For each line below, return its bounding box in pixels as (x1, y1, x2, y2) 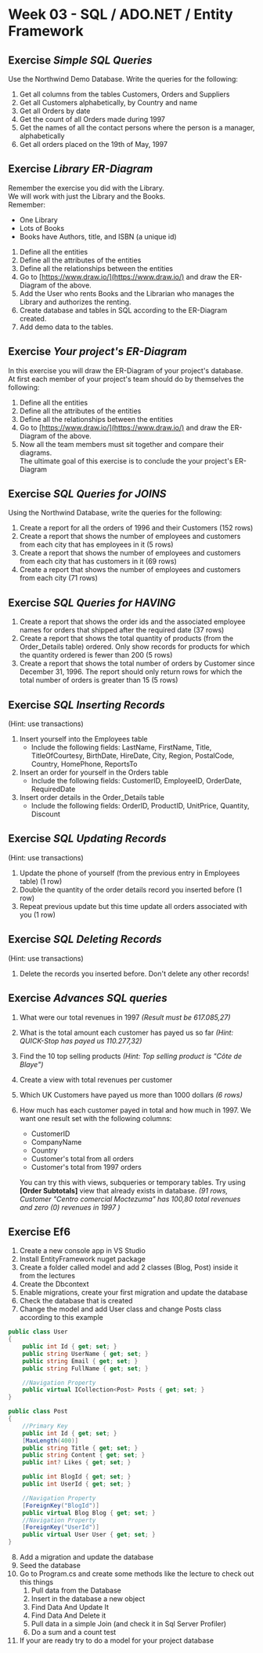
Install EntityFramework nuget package (19, 1255, 146, 1264)
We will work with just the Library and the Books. (8, 191, 166, 201)
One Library (19, 214, 59, 225)
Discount (31, 809, 60, 819)
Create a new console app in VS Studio (19, 1246, 146, 1255)
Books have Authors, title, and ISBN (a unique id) (19, 232, 178, 241)
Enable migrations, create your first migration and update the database (19, 1288, 248, 1297)
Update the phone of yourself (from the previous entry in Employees (19, 868, 240, 878)
